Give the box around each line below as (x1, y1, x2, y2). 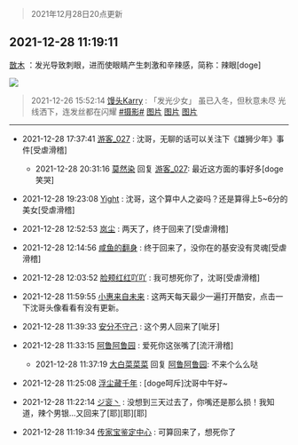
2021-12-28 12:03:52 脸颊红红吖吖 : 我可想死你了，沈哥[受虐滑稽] (21, 272, 260, 282)
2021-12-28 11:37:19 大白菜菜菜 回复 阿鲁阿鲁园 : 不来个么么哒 (35, 359, 259, 370)
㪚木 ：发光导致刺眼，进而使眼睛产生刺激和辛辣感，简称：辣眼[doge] (9, 60, 262, 70)
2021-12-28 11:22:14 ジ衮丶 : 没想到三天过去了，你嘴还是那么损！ (21, 396, 260, 407)
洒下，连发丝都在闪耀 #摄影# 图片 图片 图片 (38, 106, 198, 116)
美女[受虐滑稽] (21, 204, 75, 215)
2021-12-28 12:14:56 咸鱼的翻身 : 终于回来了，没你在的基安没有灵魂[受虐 (21, 242, 287, 252)
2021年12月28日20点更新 (30, 9, 123, 19)
